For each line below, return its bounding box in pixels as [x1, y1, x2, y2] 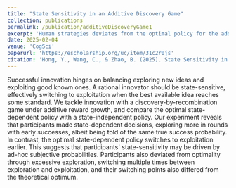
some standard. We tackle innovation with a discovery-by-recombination [7, 98, 218, 106]
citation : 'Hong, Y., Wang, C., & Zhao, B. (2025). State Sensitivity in [7, 56, 228, 63]
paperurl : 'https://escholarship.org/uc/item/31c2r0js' [7, 50, 174, 57]
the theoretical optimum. [7, 173, 79, 181]
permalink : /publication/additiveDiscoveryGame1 [7, 23, 152, 30]
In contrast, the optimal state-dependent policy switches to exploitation [7, 135, 214, 144]
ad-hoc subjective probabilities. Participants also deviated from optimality [7, 150, 221, 158]
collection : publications [7, 17, 83, 24]
